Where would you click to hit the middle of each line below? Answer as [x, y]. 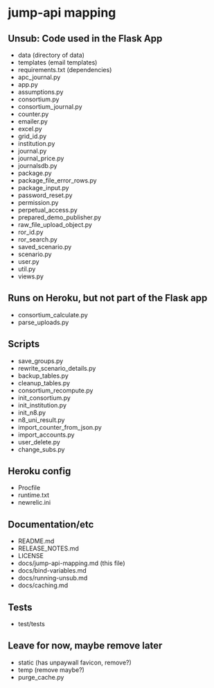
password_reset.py [45, 195]
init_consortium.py [44, 398]
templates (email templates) [57, 62]
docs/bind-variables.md [52, 571]
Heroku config [39, 471]
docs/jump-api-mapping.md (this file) [71, 563]
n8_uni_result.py [41, 420]
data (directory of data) [51, 55]
